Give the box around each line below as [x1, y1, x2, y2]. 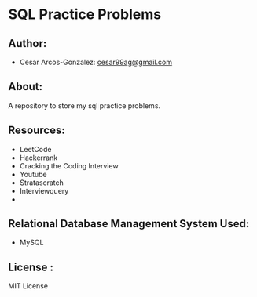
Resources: [8, 124, 65, 137]
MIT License [8, 281, 49, 291]
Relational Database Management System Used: [8, 217, 250, 230]
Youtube [19, 169, 47, 179]
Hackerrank [19, 153, 58, 162]
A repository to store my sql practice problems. [8, 100, 161, 110]
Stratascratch [19, 178, 64, 187]
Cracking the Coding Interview [19, 161, 119, 170]
